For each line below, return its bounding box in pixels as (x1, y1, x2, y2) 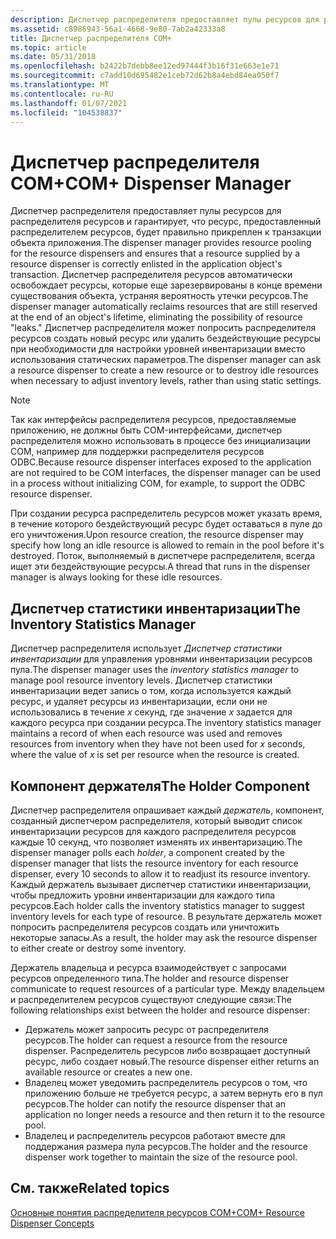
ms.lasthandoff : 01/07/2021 (10, 98, 128, 108)
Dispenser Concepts (10, 1217, 95, 1229)
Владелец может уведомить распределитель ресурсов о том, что (24, 1076, 308, 1088)
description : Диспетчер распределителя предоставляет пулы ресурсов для (10, 14, 320, 25)
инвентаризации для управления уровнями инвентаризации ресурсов (10, 653, 313, 665)
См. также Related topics (10, 1180, 170, 1197)
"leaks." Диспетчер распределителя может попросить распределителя (10, 322, 317, 334)
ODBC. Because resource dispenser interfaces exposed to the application (10, 456, 312, 468)
